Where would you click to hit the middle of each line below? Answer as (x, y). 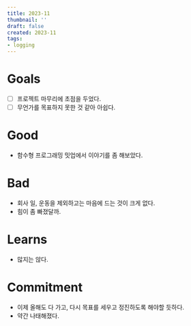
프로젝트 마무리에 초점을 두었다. (59, 98)
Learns (27, 240)
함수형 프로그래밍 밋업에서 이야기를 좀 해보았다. (80, 155)
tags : (15, 39)
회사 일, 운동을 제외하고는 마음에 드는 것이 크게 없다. (86, 203)
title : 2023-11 (29, 13)
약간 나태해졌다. (38, 316)
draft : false (26, 26)
